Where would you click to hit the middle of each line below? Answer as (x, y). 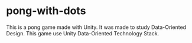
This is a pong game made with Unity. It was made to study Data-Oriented (96, 27)
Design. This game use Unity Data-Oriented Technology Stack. (83, 33)
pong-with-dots (46, 11)
